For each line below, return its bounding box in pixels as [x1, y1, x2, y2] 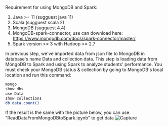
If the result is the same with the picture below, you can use [5, 109, 130, 115]
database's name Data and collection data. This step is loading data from [5, 56, 158, 62]
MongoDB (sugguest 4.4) [12, 25, 66, 31]
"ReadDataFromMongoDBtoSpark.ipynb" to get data [5, 115, 114, 121]
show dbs [5, 86, 24, 91]
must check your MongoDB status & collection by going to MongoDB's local [5, 67, 163, 73]
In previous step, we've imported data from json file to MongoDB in [5, 50, 145, 56]
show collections [5, 96, 42, 101]
